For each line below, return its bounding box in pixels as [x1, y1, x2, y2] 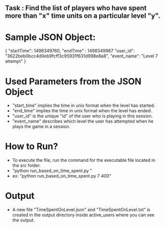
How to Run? [5, 141, 58, 152]
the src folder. [12, 163, 41, 169]
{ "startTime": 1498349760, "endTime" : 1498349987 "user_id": [5, 48, 135, 54]
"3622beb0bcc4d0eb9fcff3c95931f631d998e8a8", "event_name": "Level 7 [5, 53, 158, 59]
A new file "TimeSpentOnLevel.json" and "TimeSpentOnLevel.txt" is [12, 207, 151, 213]
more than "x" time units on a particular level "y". [5, 12, 161, 20]
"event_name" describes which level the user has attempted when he [12, 118, 154, 124]
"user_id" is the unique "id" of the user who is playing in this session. [12, 113, 153, 119]
